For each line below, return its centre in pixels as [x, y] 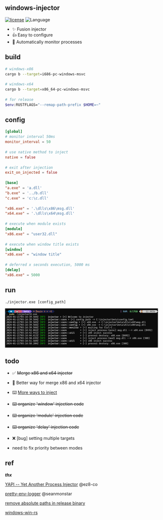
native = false [20, 157]
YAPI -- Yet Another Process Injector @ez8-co [51, 484]
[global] [14, 132]
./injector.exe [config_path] [36, 302]
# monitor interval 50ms [30, 137]
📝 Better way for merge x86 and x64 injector [57, 383]
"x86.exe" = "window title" [33, 254]
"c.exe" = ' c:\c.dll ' [27, 198]
